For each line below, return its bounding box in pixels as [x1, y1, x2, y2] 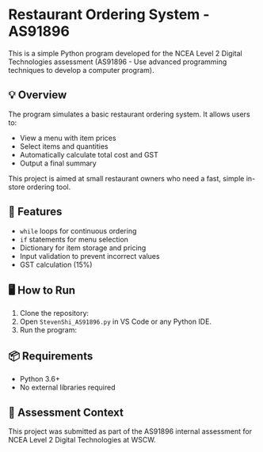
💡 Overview [8, 89, 67, 102]
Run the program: [19, 325, 78, 335]
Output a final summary [19, 158, 97, 168]
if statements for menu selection [19, 234, 129, 244]
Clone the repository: [19, 309, 90, 318]
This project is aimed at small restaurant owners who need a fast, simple [8, 173, 245, 183]
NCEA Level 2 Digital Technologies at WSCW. [8, 435, 156, 444]
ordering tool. [26, 182, 71, 192]
